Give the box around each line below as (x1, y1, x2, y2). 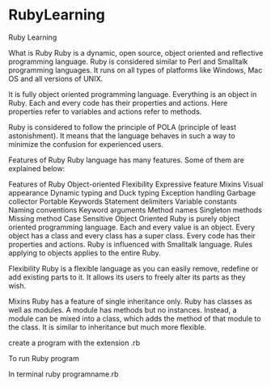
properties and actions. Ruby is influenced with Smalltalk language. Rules (8, 239, 253, 249)
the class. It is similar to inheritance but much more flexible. (8, 322, 207, 332)
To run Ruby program (8, 353, 79, 363)
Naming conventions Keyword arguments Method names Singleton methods (8, 204, 263, 215)
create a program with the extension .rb (8, 338, 141, 347)
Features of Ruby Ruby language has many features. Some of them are (8, 155, 244, 165)
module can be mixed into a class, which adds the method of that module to (8, 313, 261, 323)
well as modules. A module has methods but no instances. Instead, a (8, 305, 237, 314)
